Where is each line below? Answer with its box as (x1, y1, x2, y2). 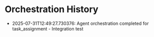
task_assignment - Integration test (12, 25, 84, 31)
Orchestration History (5, 4, 99, 15)
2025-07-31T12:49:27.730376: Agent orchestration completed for (12, 20, 149, 26)
